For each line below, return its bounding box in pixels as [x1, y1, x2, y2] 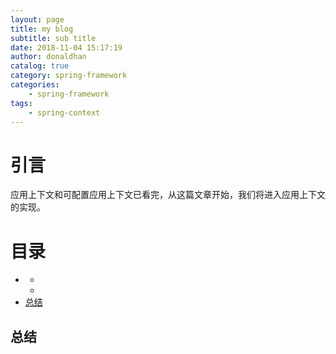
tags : [10, 98, 33, 108]
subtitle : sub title [10, 33, 97, 43]
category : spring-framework [10, 71, 128, 81]
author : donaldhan [10, 52, 87, 62]
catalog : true [10, 61, 70, 71]
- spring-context [28, 107, 101, 118]
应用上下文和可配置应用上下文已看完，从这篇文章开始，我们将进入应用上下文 [10, 189, 326, 201]
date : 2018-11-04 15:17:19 [10, 42, 123, 53]
